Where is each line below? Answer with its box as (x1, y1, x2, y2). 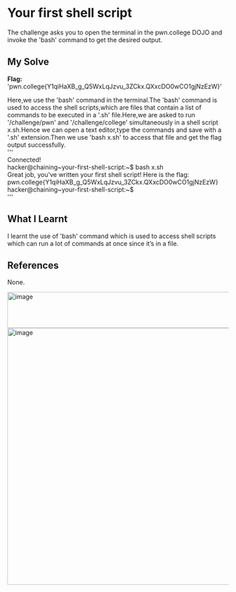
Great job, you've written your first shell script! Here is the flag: (7, 170, 190, 178)
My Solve (7, 56, 49, 68)
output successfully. (7, 140, 66, 149)
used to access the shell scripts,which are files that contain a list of (7, 103, 202, 112)
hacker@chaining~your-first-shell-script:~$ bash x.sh (7, 163, 164, 171)
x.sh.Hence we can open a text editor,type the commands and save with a (7, 125, 222, 134)
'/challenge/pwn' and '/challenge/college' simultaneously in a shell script (7, 118, 219, 126)
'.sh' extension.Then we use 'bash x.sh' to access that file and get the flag (7, 133, 222, 141)
